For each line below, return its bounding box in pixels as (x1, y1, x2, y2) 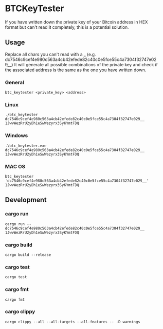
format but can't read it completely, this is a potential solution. (5, 24, 129, 30)
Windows (5, 132, 28, 139)
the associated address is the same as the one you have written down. (5, 67, 146, 73)
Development (5, 196, 47, 204)
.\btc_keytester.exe (5, 143, 47, 148)
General (5, 79, 24, 86)
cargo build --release (5, 252, 51, 257)
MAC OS (5, 163, 26, 170)
